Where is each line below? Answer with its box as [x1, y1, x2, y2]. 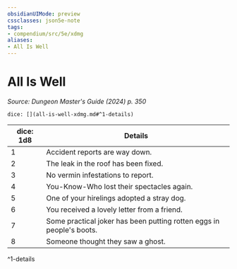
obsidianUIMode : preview [7, 10, 80, 18]
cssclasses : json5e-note [7, 17, 80, 24]
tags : [7, 23, 23, 30]
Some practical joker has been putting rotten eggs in [46, 216, 220, 226]
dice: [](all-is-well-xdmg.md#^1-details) [7, 110, 134, 118]
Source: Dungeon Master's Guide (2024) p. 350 [7, 97, 147, 105]
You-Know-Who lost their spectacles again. [46, 181, 193, 191]
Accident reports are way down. [46, 147, 152, 156]
